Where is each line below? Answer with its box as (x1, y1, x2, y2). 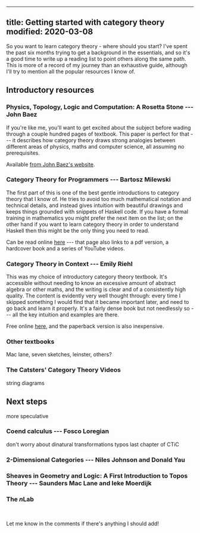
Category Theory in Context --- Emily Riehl (6, 259, 133, 268)
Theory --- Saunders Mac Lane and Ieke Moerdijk (6, 479, 152, 487)
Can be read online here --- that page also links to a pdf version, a (6, 239, 169, 246)
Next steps (6, 397, 48, 407)
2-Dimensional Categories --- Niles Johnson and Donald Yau (6, 456, 186, 464)
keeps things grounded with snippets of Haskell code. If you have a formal (6, 208, 189, 215)
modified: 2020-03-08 (6, 27, 93, 37)
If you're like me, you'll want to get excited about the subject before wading (6, 124, 192, 131)
